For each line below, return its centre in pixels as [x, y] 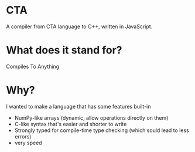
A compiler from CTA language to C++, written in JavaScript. [79, 26]
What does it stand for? [64, 50]
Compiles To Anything [33, 66]
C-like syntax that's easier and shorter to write [71, 124]
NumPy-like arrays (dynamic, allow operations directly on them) [91, 117]
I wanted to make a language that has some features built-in [78, 106]
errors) [23, 136]
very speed [28, 143]
